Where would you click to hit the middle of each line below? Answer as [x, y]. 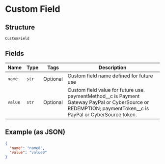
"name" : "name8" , [27, 148]
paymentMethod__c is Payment [104, 96]
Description [112, 67]
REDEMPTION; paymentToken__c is [108, 108]
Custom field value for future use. [106, 90]
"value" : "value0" [28, 153]
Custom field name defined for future [110, 76]
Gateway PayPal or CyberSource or [108, 102]
